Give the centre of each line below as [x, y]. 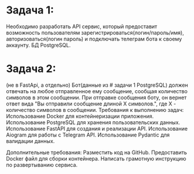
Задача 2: [31, 69]
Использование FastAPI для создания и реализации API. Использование [97, 128]
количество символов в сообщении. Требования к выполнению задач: [95, 110]
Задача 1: [30, 10]
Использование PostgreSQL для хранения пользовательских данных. [93, 122]
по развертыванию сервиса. [42, 165]
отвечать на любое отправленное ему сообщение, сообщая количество [97, 91]
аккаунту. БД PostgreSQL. [38, 45]
